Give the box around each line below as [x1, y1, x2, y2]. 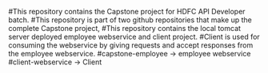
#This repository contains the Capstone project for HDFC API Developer [8, 7, 246, 16]
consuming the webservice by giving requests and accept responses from [8, 40, 254, 50]
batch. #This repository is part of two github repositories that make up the [8, 15, 252, 25]
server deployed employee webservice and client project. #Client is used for [8, 32, 260, 41]
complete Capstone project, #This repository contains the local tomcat [8, 24, 242, 33]
